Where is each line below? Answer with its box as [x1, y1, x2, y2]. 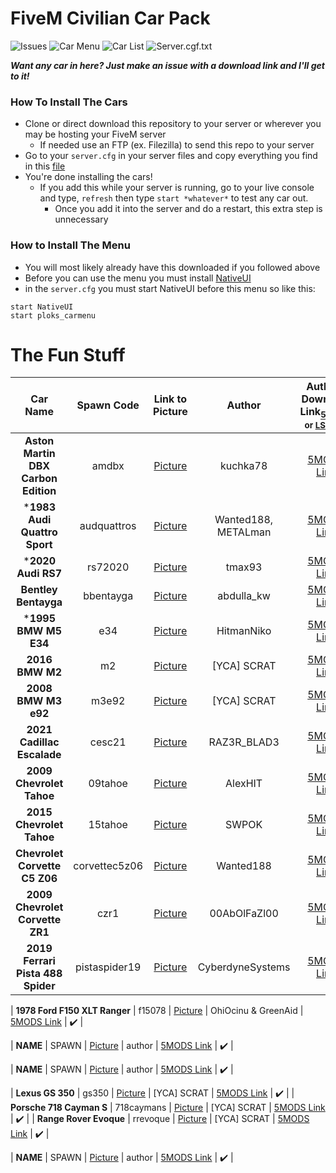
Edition [22, 483, 57, 497]
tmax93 [225, 560, 263, 574]
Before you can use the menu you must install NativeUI [24, 272, 252, 284]
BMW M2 [16, 665, 62, 679]
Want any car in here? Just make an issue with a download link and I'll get [10, 59, 325, 71]
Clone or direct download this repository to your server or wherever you [24, 118, 322, 130]
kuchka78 [219, 458, 268, 472]
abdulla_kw [217, 588, 271, 602]
